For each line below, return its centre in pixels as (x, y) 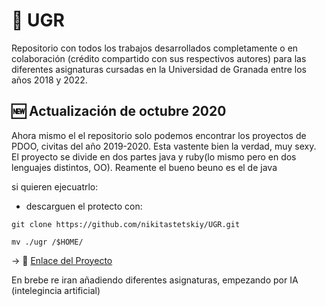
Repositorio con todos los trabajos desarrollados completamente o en (155, 48)
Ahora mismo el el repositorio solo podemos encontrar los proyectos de (159, 135)
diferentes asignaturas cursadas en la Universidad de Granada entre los (159, 69)
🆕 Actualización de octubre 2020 (119, 111)
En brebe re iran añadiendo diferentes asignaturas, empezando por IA (155, 280)
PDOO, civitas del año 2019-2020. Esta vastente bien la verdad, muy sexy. (164, 146)
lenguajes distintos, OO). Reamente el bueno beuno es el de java (144, 167)
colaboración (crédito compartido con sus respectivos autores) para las (159, 58)
